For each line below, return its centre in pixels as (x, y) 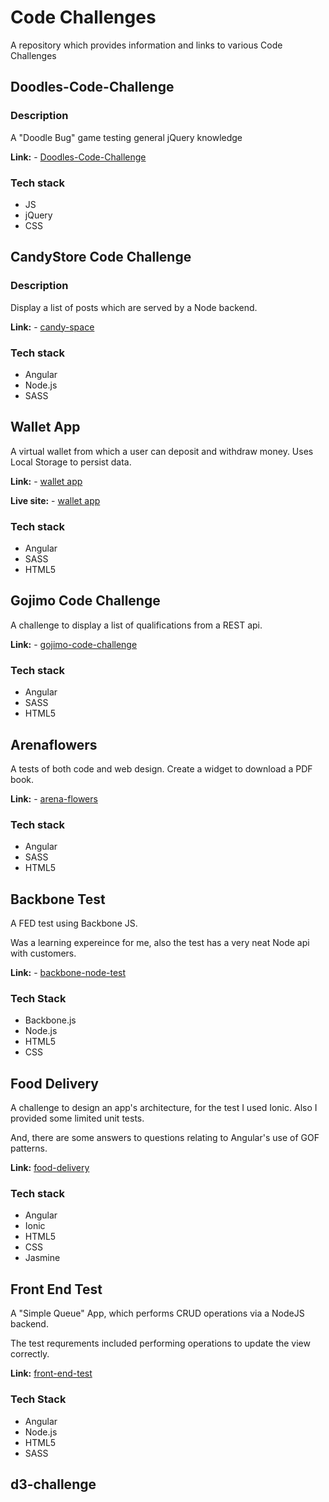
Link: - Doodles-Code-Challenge (78, 157)
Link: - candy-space (52, 327)
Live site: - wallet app (55, 500)
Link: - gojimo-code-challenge (74, 644)
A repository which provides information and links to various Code (146, 45)
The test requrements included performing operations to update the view (160, 1343)
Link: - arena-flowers (54, 798)
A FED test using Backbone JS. (74, 923)
